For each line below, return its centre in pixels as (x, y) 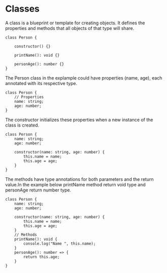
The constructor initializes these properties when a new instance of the (79, 120)
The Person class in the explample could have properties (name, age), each (84, 78)
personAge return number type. (38, 190)
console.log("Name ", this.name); (60, 244)
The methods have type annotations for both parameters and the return (79, 179)
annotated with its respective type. (41, 83)
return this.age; (41, 257)
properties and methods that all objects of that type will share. (70, 28)
